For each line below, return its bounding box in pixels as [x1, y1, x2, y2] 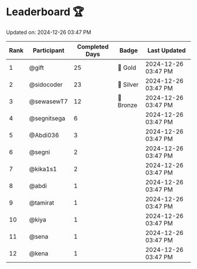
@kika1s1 [29, 164, 57, 173]
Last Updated [147, 46, 186, 54]
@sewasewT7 [29, 97, 69, 105]
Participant [32, 46, 64, 54]
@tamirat [29, 199, 55, 207]
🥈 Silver [117, 80, 139, 89]
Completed [77, 42, 109, 51]
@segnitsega [29, 114, 66, 122]
